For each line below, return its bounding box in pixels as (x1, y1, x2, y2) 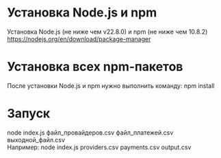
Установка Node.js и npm (7, 5, 157, 21)
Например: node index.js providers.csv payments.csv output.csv (7, 143, 192, 151)
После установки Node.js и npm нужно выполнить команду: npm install (7, 81, 215, 90)
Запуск (7, 106, 51, 122)
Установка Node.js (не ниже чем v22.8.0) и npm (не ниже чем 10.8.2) (7, 27, 208, 36)
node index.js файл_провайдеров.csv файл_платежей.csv (7, 128, 174, 137)
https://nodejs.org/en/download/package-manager (7, 34, 151, 43)
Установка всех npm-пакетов (7, 59, 183, 75)
